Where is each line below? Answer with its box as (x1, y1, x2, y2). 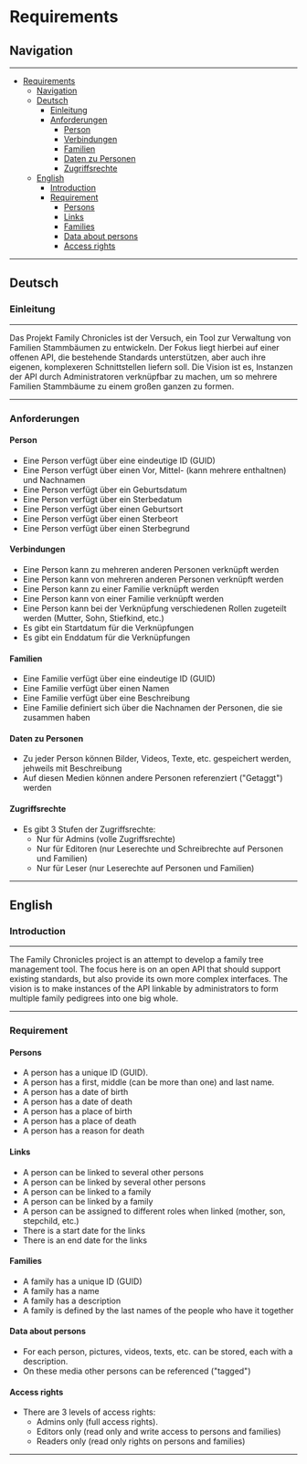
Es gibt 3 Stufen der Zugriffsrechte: (22, 824, 156, 835)
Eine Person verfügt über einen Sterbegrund (22, 522, 190, 533)
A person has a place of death (22, 1116, 137, 1127)
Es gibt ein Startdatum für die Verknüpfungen (22, 623, 195, 634)
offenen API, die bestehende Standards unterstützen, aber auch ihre (9, 352, 267, 363)
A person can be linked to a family (22, 1185, 152, 1197)
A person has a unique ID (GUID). (22, 1067, 149, 1079)
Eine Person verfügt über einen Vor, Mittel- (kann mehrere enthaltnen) (22, 464, 287, 476)
